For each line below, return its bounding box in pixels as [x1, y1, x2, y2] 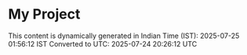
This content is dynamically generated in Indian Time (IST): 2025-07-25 [8, 31, 240, 40]
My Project [8, 5, 81, 23]
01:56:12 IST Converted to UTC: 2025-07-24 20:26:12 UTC [8, 39, 198, 48]
